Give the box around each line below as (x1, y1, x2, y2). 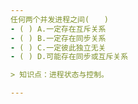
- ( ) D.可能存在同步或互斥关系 (10, 52, 129, 62)
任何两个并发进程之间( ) (10, 14, 110, 25)
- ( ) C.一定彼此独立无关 (10, 42, 107, 53)
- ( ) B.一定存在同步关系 (10, 33, 107, 43)
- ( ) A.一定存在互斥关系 (10, 24, 107, 34)
